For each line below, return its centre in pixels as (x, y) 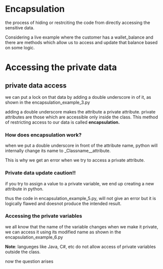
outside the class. (23, 252)
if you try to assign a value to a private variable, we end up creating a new (80, 183)
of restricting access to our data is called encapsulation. (62, 122)
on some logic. (20, 47)
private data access (36, 85)
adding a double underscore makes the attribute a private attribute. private (80, 112)
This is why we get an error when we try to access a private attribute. (75, 160)
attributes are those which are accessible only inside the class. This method (81, 117)
